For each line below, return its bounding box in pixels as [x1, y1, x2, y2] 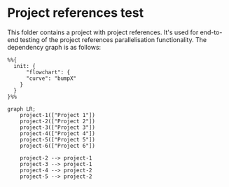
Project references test [7, 5, 144, 21]
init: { [13, 62, 36, 69]
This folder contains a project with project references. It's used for [7, 28, 199, 36]
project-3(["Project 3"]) [20, 124, 96, 131]
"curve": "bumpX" [25, 75, 77, 82]
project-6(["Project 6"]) [20, 142, 96, 149]
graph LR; [7, 105, 36, 113]
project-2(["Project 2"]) [20, 118, 96, 125]
